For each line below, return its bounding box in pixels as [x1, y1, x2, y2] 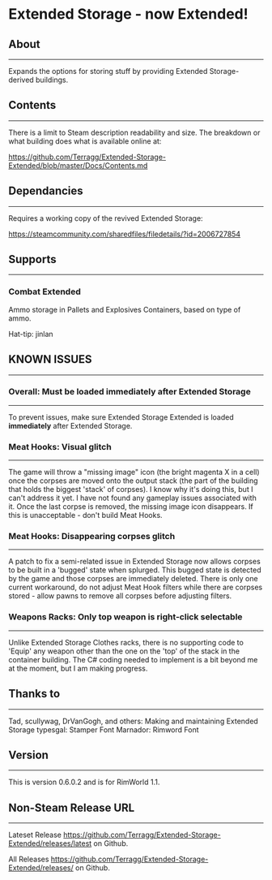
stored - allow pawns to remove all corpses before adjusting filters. [8, 591, 232, 601]
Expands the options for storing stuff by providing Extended [8, 67, 208, 75]
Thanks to [8, 687, 61, 701]
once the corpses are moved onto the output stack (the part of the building [8, 476, 258, 485]
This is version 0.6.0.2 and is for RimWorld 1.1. [8, 777, 160, 787]
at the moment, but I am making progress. [8, 663, 148, 673]
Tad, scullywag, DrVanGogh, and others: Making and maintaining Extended [8, 716, 259, 726]
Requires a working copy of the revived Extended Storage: [8, 213, 204, 223]
